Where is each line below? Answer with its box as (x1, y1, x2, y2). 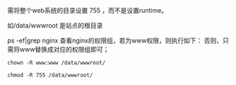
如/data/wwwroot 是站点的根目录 (7, 21, 103, 30)
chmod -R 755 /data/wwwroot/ (7, 72, 93, 79)
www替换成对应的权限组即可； (19, 45, 110, 53)
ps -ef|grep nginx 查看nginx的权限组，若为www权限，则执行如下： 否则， (7, 36, 223, 45)
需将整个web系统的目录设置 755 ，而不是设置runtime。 (7, 6, 168, 14)
